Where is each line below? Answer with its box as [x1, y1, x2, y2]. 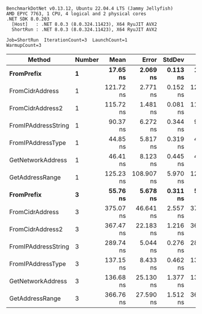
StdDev [162, 55, 185, 64]
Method [28, 55, 51, 64]
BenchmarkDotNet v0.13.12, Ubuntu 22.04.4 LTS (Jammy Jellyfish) [6, 5, 173, 11]
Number [75, 55, 99, 64]
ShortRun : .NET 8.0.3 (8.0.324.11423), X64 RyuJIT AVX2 [11, 26, 158, 32]
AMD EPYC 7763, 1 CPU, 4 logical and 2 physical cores [6, 11, 147, 17]
